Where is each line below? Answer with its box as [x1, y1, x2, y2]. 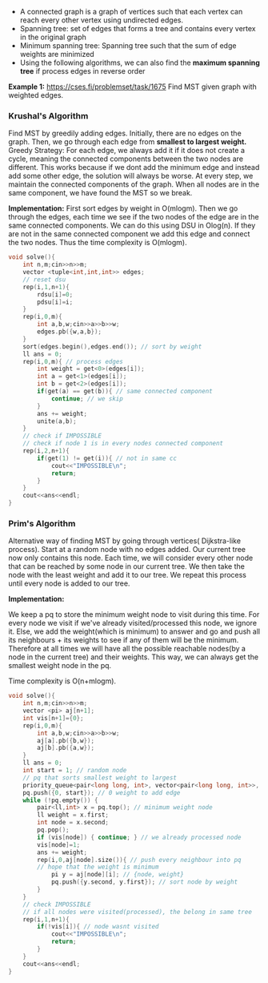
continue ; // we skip [50, 394, 124, 403]
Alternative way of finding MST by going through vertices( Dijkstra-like [8, 536, 242, 546]
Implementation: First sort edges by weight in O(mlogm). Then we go [8, 203, 238, 213]
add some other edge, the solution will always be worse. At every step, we [8, 171, 254, 181]
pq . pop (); [37, 826, 70, 834]
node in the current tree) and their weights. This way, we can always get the [8, 652, 258, 662]
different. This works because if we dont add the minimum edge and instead [8, 163, 260, 172]
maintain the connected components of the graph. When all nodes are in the [8, 179, 260, 189]
